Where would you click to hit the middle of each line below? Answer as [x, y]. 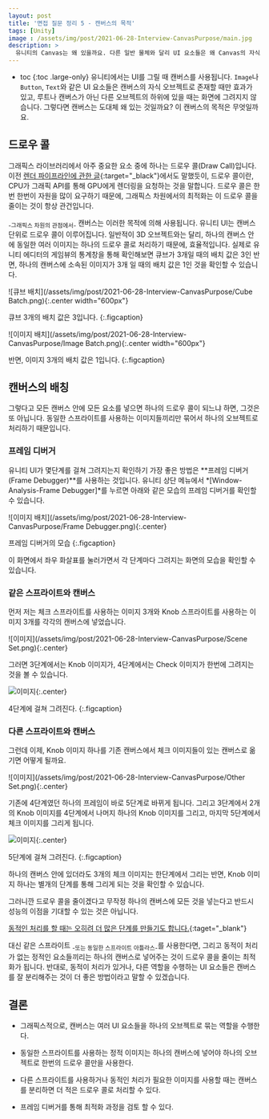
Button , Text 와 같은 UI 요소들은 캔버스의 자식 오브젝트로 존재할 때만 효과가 [136, 87]
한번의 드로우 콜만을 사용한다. [87, 1062]
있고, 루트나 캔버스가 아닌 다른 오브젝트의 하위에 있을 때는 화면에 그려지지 [134, 97]
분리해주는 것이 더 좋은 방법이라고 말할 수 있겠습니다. [107, 977]
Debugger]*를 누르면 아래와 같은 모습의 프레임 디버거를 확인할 [159, 490]
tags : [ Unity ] [32, 31]
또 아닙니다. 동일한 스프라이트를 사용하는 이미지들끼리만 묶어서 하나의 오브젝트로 [133, 418]
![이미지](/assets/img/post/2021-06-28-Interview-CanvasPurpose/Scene [128, 639]
